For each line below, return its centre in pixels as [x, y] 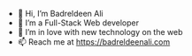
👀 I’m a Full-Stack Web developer [78, 23]
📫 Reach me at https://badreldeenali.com [94, 42]
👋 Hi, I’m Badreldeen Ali [60, 14]
